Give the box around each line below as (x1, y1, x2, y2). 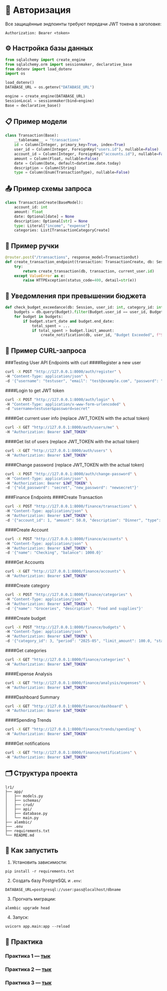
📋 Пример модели (5, 117, 67, 126)
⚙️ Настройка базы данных (5, 44, 93, 53)
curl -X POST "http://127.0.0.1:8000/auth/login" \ (5, 397, 114, 402)
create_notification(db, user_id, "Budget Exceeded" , (40, 333, 155, 338)
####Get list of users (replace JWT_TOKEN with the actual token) (5, 439, 139, 445)
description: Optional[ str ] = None (14, 218, 88, 223)
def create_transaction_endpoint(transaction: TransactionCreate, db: (5, 259, 155, 264)
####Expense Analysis (5, 671, 53, 677)
